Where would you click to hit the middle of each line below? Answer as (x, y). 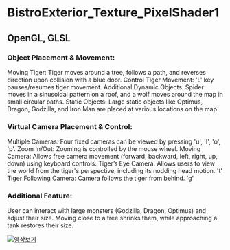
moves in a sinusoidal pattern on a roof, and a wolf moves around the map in (115, 94)
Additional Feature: (40, 196)
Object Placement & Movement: (61, 58)
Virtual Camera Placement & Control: (70, 126)
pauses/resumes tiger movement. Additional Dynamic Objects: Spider (106, 87)
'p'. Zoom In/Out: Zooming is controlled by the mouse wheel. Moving (104, 149)
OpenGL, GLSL (39, 38)
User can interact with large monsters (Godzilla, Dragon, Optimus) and (107, 211)
